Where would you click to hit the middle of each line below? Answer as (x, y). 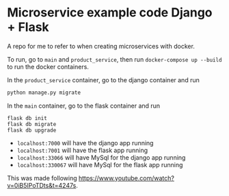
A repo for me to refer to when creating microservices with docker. (101, 46)
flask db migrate (32, 124)
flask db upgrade (32, 130)
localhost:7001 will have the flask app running (82, 150)
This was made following (42, 178)
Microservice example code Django (110, 13)
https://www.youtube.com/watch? (126, 178)
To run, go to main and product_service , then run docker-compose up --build (114, 59)
